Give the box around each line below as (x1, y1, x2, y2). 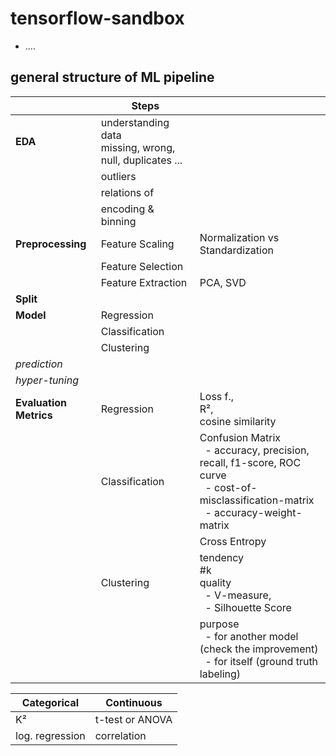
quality (199, 575, 232, 589)
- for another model (204, 629, 299, 643)
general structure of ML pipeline (10, 69, 215, 86)
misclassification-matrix (199, 493, 315, 507)
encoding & (100, 202, 155, 216)
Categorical (21, 695, 80, 709)
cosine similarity (199, 414, 277, 428)
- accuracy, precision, (204, 443, 310, 457)
